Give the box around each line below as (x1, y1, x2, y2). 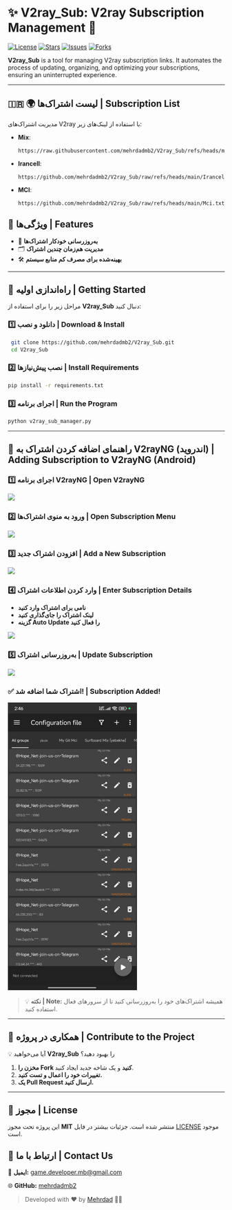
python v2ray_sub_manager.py (8, 418, 92, 424)
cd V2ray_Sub (10, 346, 49, 353)
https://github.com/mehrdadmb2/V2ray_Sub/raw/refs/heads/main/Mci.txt (17, 200, 225, 207)
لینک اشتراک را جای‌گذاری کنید (17, 611, 94, 619)
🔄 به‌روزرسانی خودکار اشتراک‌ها (17, 236, 98, 245)
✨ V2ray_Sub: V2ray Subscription (8, 5, 204, 21)
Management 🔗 (8, 20, 97, 36)
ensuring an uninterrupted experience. (8, 70, 117, 79)
